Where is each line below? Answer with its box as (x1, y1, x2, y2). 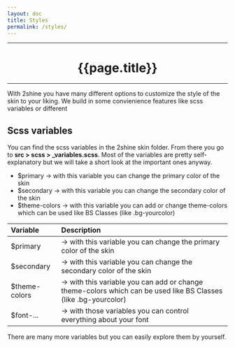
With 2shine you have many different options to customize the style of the (7, 89, 220, 98)
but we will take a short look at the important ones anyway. (43, 158, 213, 166)
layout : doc (7, 10, 42, 17)
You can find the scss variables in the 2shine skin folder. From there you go (7, 143, 225, 152)
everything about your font (61, 315, 149, 325)
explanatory (7, 158, 42, 166)
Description (61, 225, 101, 235)
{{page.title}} (77, 60, 158, 75)
